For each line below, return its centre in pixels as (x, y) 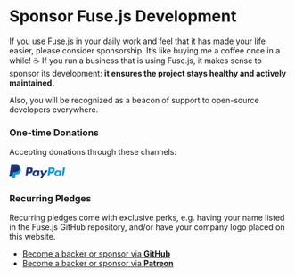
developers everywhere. (54, 110)
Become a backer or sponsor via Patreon (98, 263)
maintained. (32, 83)
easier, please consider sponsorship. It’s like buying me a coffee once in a (145, 50)
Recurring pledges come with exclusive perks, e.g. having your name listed (147, 217)
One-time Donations (54, 133)
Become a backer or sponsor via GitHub (96, 253)
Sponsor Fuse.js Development (123, 16)
